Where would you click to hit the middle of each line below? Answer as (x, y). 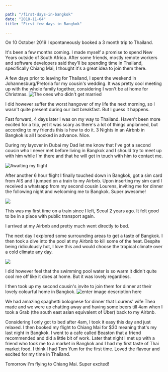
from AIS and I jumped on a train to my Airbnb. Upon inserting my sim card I (84, 181)
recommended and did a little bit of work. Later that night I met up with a (80, 338)
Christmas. (16, 95)
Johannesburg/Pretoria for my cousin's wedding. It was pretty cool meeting (83, 83)
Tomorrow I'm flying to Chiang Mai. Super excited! (57, 364)
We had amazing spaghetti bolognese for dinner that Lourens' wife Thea (80, 302)
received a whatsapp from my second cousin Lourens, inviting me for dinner (84, 186)
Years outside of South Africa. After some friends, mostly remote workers (81, 58)
